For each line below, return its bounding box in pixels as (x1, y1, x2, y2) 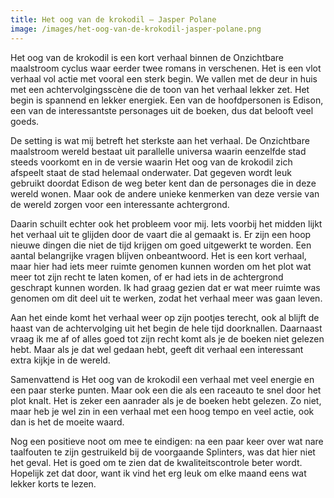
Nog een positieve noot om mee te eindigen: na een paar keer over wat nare (10, 435, 324, 447)
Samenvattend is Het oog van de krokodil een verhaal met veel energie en (10, 373, 315, 385)
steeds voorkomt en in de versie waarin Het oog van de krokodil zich (10, 156, 293, 168)
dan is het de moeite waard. (10, 416, 125, 428)
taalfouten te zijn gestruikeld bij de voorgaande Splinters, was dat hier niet (10, 446, 316, 458)
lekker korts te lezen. (10, 477, 97, 490)
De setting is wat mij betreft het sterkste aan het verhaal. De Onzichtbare (10, 134, 310, 146)
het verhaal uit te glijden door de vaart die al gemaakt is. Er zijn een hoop (10, 228, 312, 240)
